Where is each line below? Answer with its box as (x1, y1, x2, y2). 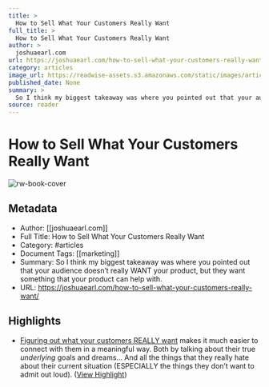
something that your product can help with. (19, 273, 163, 284)
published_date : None (8, 78, 81, 86)
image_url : (8, 71, 45, 79)
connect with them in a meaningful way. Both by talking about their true (19, 344, 256, 353)
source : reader (8, 101, 59, 109)
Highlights (8, 314, 62, 328)
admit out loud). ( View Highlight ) (19, 369, 127, 379)
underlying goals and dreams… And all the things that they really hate (19, 353, 250, 362)
